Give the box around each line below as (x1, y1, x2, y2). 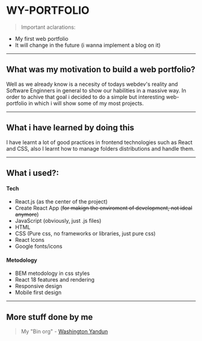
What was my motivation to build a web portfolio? (6, 64, 195, 75)
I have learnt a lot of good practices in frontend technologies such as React (6, 139, 193, 146)
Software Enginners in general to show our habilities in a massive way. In (6, 86, 186, 94)
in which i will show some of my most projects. (28, 100, 144, 107)
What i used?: (6, 167, 59, 178)
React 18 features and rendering (14, 276, 95, 283)
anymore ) (14, 211, 39, 218)
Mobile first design (14, 289, 62, 296)
